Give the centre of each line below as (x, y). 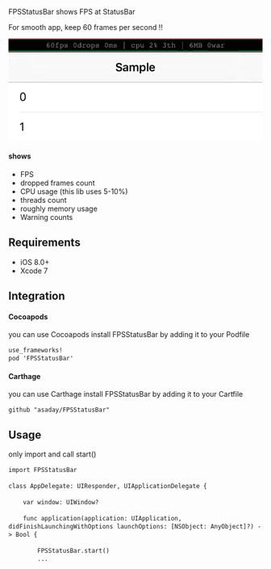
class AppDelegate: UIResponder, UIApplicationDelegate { (108, 487)
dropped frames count (57, 183)
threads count (43, 200)
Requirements (44, 243)
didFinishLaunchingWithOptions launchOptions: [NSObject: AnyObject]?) (131, 527)
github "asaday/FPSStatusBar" (59, 410)
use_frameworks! (35, 351)
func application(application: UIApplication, (102, 519)
